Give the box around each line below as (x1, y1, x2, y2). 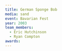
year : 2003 (5, 20, 27, 26)
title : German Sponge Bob (5, 7, 57, 12)
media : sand (5, 12, 29, 17)
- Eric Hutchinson (9, 30, 47, 34)
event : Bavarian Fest (5, 16, 49, 21)
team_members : (5, 25, 34, 30)
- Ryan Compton (9, 34, 40, 39)
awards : (5, 39, 21, 44)
